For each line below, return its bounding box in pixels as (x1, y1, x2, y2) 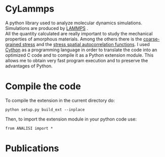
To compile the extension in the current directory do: (5, 97, 115, 103)
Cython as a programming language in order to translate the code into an (5, 47, 157, 53)
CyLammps (5, 3, 55, 15)
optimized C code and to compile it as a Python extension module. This (5, 52, 154, 58)
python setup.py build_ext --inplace (5, 107, 85, 112)
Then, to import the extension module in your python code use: (5, 116, 137, 122)
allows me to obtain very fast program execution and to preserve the (5, 57, 148, 63)
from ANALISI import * (5, 126, 53, 131)
